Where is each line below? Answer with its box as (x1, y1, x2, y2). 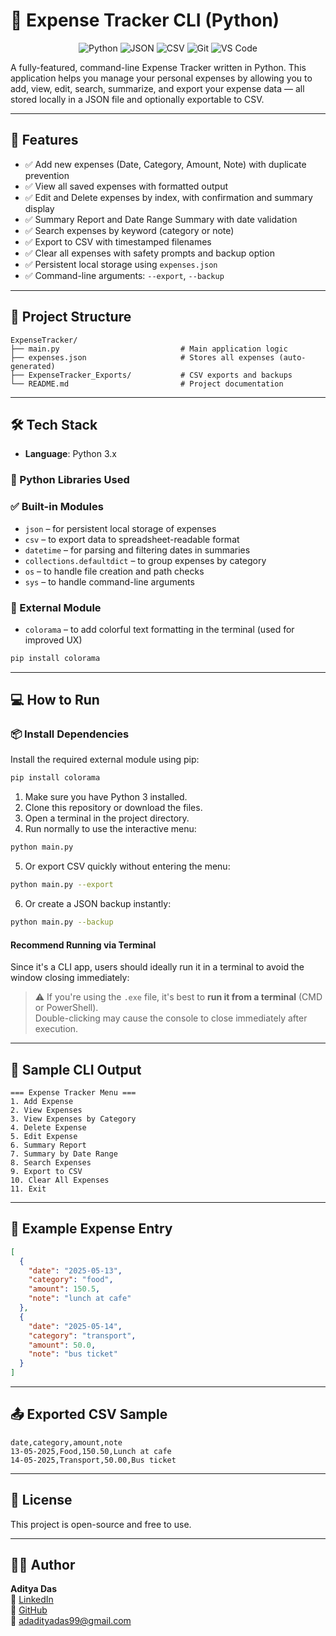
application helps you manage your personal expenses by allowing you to (10, 72, 313, 84)
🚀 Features (10, 132, 79, 149)
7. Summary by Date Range (10, 1149, 118, 1159)
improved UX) (24, 634, 83, 646)
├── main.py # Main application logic (10, 344, 288, 354)
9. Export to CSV (10, 1166, 83, 1176)
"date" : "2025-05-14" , (28, 1321, 123, 1331)
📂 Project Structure (10, 309, 132, 326)
